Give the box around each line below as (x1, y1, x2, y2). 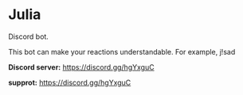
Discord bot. (8, 32, 49, 41)
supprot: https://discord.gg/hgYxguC (8, 78, 131, 87)
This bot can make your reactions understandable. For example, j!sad (8, 47, 236, 56)
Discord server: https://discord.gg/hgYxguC (8, 62, 155, 72)
